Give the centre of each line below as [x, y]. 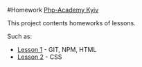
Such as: [20, 36]
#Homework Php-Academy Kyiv [53, 10]
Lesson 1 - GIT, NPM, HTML [57, 50]
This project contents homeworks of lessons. [72, 23]
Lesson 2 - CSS [39, 57]
